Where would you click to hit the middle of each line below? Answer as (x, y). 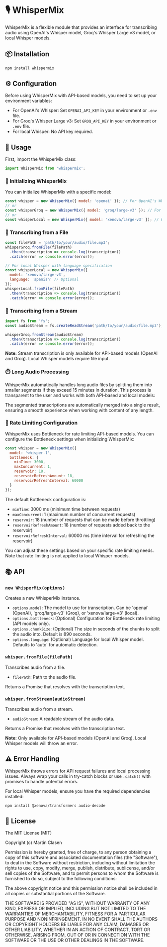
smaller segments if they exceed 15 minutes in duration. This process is (78, 390)
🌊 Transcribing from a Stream (42, 311)
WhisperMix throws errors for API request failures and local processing (78, 771)
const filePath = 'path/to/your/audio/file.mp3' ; (58, 243)
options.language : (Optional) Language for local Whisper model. (78, 639)
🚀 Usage (18, 147)
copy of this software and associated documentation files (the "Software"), (82, 857)
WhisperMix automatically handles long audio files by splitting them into (79, 385)
